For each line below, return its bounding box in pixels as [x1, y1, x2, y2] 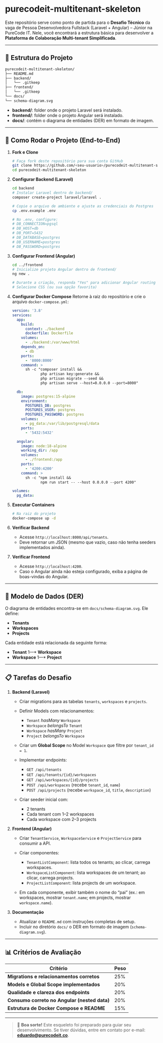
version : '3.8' [12, 308, 43, 313]
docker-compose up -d [12, 516, 56, 521]
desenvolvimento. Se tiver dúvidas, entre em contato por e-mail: [16, 1027, 146, 1033]
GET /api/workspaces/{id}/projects [26, 778, 98, 782]
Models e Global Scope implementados [7, 981, 100, 988]
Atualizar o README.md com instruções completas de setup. [19, 918, 136, 924]
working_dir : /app [21, 448, 58, 453]
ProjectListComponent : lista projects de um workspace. [26, 880, 137, 886]
